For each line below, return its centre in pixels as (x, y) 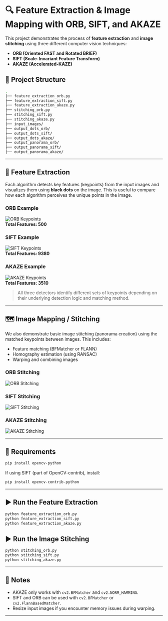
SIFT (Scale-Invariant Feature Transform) (56, 58)
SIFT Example (22, 237)
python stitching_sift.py (32, 555)
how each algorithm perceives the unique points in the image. (69, 195)
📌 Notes (18, 580)
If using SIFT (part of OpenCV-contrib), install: (53, 473)
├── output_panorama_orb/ (32, 143)
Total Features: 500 (26, 224)
